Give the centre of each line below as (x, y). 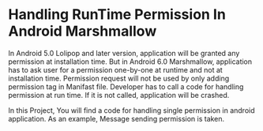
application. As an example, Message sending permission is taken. (116, 118)
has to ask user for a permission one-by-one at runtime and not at (115, 69)
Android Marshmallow (83, 31)
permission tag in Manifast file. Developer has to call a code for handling (126, 86)
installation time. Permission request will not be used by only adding (119, 78)
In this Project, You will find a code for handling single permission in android (131, 110)
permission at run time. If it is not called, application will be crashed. (119, 95)
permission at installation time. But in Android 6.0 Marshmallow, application (130, 62)
